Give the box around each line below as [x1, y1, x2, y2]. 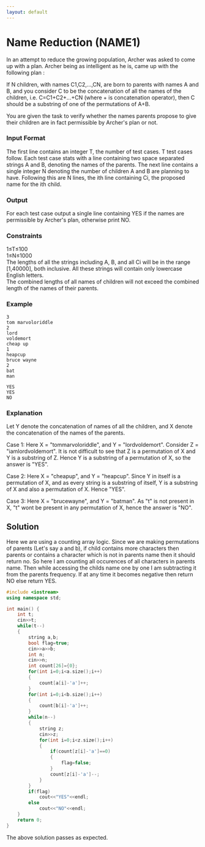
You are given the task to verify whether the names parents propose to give [6, 112, 197, 120]
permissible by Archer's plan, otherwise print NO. [6, 216, 131, 224]
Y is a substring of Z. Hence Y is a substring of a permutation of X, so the [6, 454, 191, 462]
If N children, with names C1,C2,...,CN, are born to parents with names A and [6, 80, 199, 88]
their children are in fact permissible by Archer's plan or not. [6, 118, 158, 126]
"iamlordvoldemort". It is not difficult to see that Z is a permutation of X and [6, 447, 196, 455]
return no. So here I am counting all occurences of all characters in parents [6, 557, 196, 565]
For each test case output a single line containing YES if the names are [6, 210, 185, 217]
